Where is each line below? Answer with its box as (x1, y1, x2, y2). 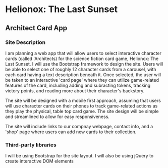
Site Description (5, 39, 46, 46)
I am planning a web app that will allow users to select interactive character (5, 50, 161, 56)
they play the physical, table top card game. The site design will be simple (5, 108, 159, 114)
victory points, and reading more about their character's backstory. (5, 87, 145, 94)
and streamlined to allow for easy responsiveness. (5, 114, 110, 120)
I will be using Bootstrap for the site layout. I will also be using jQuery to (5, 153, 154, 159)
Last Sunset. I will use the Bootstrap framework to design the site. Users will (5, 61, 163, 67)
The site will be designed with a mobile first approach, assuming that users (5, 97, 161, 103)
